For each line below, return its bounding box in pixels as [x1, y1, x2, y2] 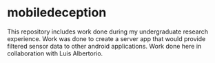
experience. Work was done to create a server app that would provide [7, 34, 206, 42]
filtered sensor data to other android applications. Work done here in [7, 42, 202, 50]
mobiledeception [7, 5, 107, 21]
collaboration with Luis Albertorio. [7, 49, 103, 58]
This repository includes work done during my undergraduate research [7, 27, 209, 36]
